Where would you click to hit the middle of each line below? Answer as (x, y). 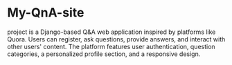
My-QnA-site (46, 13)
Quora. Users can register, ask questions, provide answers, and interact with (116, 39)
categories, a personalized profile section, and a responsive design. (104, 54)
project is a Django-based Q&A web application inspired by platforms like (111, 32)
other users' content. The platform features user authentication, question (111, 46)
